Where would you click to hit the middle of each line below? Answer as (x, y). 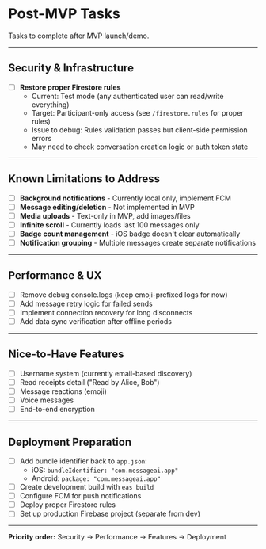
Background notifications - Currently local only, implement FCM (125, 198)
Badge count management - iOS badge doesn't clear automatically (130, 234)
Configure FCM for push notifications (80, 496)
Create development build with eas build (87, 487)
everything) (50, 105)
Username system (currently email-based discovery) (106, 373)
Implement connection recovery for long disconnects (106, 312)
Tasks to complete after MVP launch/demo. (79, 36)
